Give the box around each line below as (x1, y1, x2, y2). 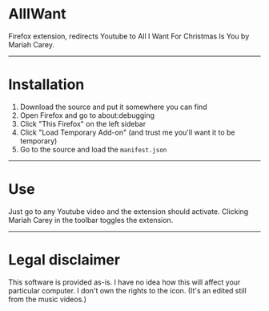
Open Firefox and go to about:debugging (19, 110, 155, 120)
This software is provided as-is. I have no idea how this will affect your (8, 277, 241, 287)
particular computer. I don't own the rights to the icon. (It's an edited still (8, 285, 247, 295)
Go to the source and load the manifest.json (19, 144, 167, 154)
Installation (8, 75, 85, 94)
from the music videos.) (8, 294, 86, 304)
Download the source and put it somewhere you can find (19, 102, 207, 111)
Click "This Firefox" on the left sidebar (19, 119, 147, 128)
